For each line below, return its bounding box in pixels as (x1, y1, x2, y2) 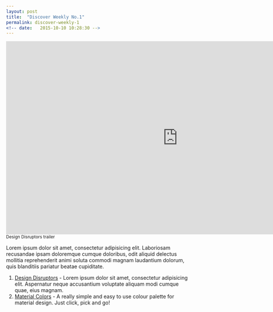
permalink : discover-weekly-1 (6, 19, 80, 25)
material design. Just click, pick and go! (14, 299, 110, 306)
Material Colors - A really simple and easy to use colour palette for (14, 293, 174, 300)
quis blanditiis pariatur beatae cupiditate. (6, 263, 104, 270)
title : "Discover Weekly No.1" (6, 14, 85, 20)
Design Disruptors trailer (6, 234, 55, 240)
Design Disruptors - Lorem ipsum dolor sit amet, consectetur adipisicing (14, 275, 188, 282)
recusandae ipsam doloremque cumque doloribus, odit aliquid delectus (6, 251, 177, 258)
